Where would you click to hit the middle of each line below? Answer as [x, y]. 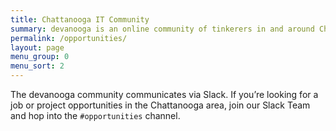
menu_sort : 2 [37, 66]
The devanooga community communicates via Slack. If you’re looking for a [164, 94]
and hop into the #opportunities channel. [95, 115]
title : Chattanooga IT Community [80, 19]
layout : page [37, 47]
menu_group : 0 [40, 57]
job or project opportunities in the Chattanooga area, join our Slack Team [160, 105]
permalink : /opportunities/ [69, 38]
